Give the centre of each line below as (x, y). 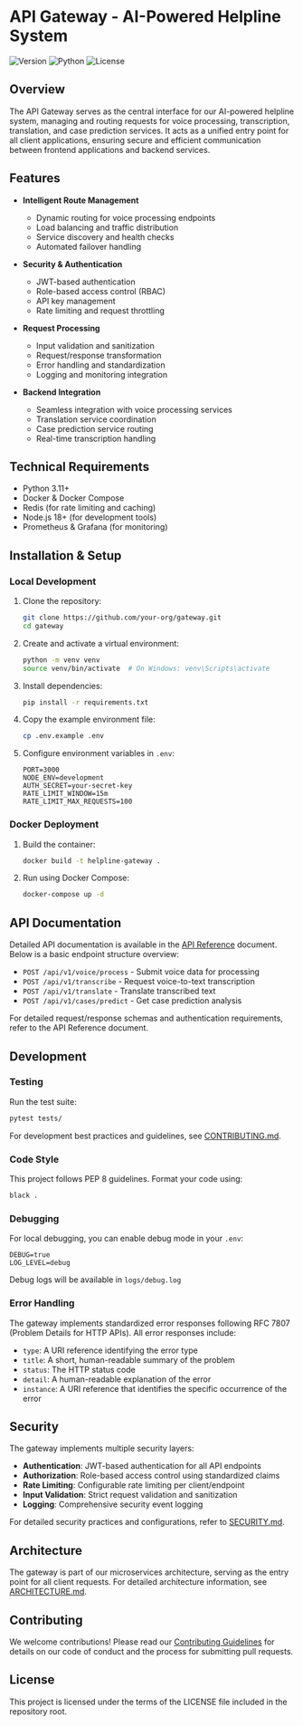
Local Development (53, 581)
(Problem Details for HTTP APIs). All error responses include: (123, 1332)
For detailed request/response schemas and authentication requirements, (146, 1018)
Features (35, 178)
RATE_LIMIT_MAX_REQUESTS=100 (77, 802)
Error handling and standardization (100, 365)
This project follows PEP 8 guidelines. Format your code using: (126, 1179)
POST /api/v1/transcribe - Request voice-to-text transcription (139, 982)
